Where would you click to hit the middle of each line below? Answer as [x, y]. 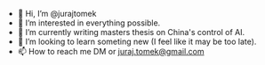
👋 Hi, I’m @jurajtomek [57, 14]
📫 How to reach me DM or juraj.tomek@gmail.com [111, 51]
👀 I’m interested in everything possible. [89, 23]
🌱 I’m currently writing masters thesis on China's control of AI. [131, 32]
